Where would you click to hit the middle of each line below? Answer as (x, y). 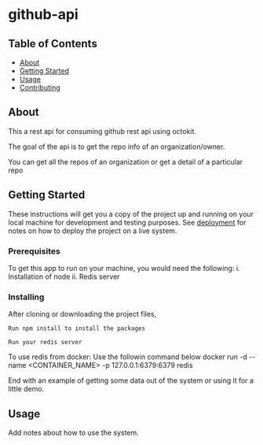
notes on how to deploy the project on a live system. (93, 231)
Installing (26, 297)
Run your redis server (45, 343)
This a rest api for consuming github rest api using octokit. (102, 131)
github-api (43, 15)
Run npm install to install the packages (77, 328)
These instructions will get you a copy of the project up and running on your (131, 213)
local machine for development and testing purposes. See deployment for (127, 222)
